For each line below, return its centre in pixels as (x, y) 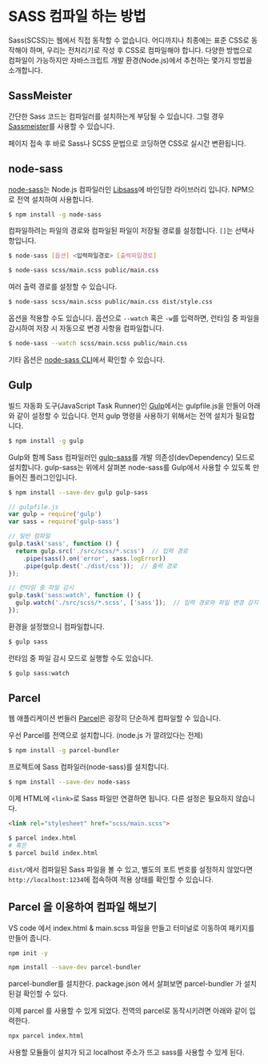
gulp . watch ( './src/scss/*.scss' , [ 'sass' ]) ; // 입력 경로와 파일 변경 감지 (137, 603)
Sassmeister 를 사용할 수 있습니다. (62, 126)
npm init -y (28, 953)
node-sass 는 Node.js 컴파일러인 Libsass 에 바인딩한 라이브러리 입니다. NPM (128, 189)
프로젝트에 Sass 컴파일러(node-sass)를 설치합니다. (89, 767)
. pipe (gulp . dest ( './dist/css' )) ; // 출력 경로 (100, 566)
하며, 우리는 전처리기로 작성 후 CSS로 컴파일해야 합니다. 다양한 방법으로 (141, 50)
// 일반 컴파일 (29, 536)
